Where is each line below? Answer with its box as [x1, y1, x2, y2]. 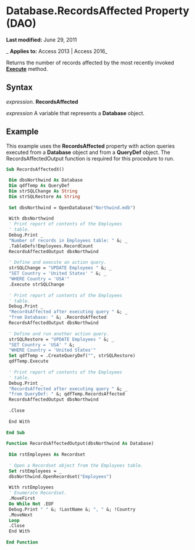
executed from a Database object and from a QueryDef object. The [6, 149, 171, 156]
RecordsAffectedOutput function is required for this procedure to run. [6, 155, 175, 162]
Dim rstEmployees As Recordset [8, 451, 85, 458]
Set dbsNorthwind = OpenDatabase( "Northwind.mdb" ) [8, 205, 135, 211]
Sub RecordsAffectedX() [6, 166, 65, 172]
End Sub [6, 430, 25, 436]
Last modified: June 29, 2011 [6, 36, 77, 43]
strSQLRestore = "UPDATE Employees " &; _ [8, 336, 115, 342]
